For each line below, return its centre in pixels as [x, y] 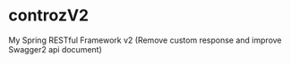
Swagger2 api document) [55, 49]
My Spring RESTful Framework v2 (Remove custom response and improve [145, 40]
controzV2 [49, 16]
